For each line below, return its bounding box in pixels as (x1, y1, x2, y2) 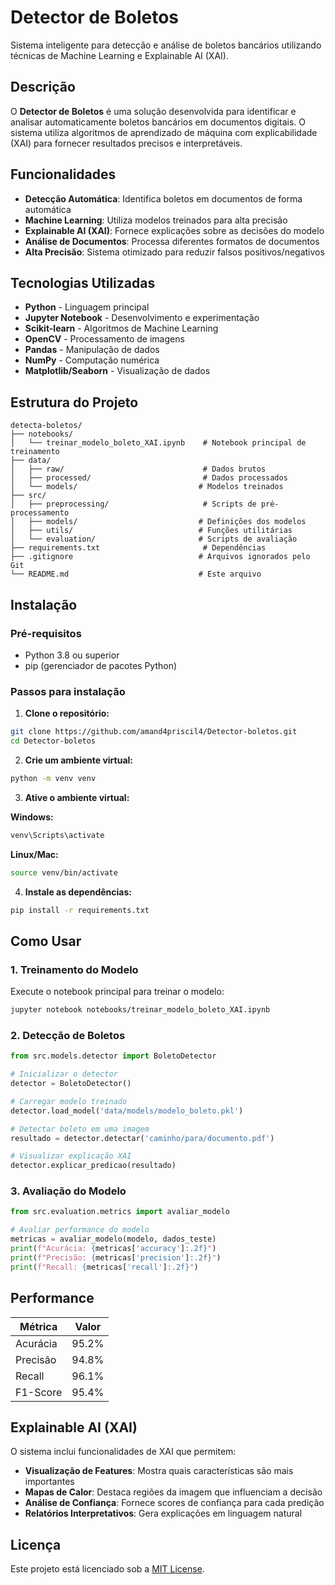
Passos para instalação (10, 684, 126, 698)
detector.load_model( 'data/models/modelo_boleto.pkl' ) (10, 1106, 244, 1116)
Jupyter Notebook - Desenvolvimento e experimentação (24, 312, 260, 324)
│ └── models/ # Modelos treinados (10, 482, 284, 492)
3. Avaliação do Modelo (10, 1184, 127, 1198)
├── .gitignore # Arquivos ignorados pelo (10, 552, 311, 562)
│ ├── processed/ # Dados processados (10, 473, 288, 483)
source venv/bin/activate (10, 867, 118, 878)
